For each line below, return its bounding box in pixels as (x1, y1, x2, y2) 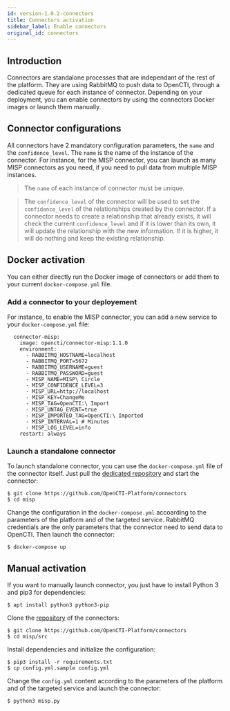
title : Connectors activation (7, 17, 95, 24)
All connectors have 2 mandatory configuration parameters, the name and (7, 141, 215, 149)
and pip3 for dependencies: (7, 589, 86, 597)
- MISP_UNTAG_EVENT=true (25, 406, 97, 413)
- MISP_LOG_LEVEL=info (25, 424, 91, 431)
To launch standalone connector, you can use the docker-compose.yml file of (7, 462, 223, 470)
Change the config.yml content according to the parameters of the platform (7, 677, 223, 685)
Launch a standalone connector (7, 446, 116, 456)
